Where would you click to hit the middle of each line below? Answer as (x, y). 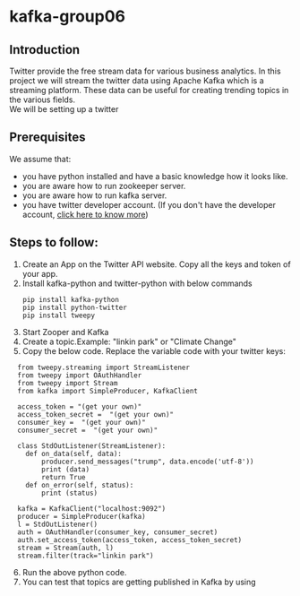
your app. (40, 273)
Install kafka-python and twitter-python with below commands (137, 283)
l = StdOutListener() (58, 524)
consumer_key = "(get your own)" (81, 422)
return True (64, 477)
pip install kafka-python (70, 299)
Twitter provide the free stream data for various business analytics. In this (145, 71)
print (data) (66, 469)
